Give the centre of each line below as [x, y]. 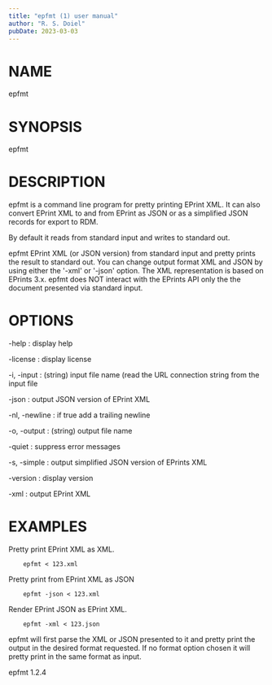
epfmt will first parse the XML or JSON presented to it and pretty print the [132, 639]
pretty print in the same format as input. [75, 657]
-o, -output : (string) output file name [70, 431]
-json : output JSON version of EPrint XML [79, 399]
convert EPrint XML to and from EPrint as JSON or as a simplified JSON [128, 213]
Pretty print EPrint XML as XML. [61, 549]
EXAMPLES [48, 527]
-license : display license [50, 360]
